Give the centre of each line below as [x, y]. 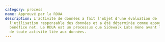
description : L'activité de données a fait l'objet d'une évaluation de [81, 18]
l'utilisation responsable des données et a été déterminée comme [79, 23]
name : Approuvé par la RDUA [34, 14]
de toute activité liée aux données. [48, 32]
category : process [24, 9]
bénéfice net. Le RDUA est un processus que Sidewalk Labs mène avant [83, 28]
